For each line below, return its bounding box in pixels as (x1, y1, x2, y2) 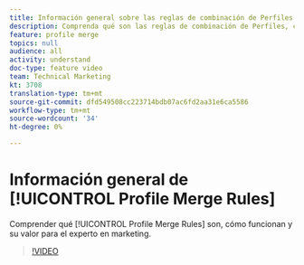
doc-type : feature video (9, 64, 103, 73)
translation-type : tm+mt (9, 89, 103, 98)
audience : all (9, 47, 63, 56)
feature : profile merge (9, 30, 100, 39)
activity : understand (9, 55, 91, 64)
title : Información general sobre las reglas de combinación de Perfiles (9, 13, 294, 23)
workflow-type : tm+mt (9, 106, 91, 115)
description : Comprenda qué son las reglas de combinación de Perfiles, (9, 22, 290, 31)
